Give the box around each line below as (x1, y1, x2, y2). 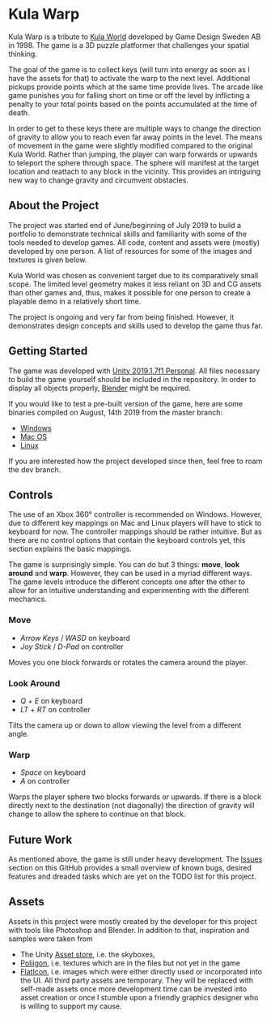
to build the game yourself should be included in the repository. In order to (8, 374, 256, 384)
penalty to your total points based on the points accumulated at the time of (8, 99, 257, 109)
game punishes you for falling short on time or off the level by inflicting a (8, 90, 251, 100)
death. (8, 107, 30, 118)
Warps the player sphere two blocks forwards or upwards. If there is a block (8, 792, 261, 802)
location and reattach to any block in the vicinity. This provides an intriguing (8, 166, 261, 176)
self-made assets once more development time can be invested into (19, 983, 248, 994)
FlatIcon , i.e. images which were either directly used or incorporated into (19, 966, 263, 976)
